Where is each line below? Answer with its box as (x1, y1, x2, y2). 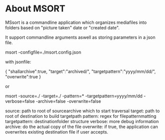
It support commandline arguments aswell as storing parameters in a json (5, 34, 156, 40)
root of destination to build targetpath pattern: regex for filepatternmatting (5, 113, 157, 119)
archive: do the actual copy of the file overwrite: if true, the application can (5, 124, 158, 130)
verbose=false (5, 98, 35, 104)
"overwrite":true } (5, 73, 41, 79)
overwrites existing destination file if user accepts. (5, 129, 108, 135)
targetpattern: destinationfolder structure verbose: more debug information (5, 118, 159, 124)
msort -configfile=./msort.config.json (5, 49, 82, 55)
